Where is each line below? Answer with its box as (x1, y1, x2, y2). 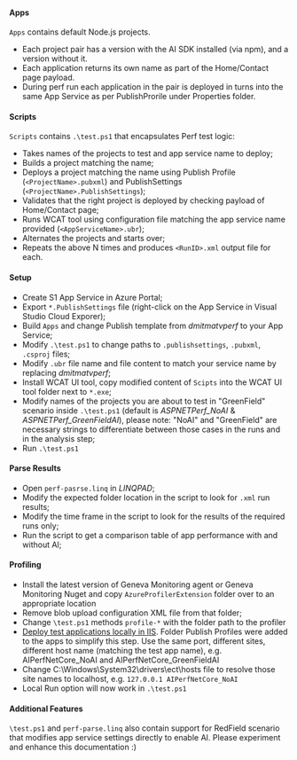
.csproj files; (21, 349, 71, 359)
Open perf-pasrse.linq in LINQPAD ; (21, 482, 155, 493)
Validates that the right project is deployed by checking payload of (21, 195, 265, 206)
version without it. (21, 53, 89, 64)
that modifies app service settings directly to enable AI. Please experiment (9, 733, 281, 743)
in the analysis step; (21, 433, 96, 443)
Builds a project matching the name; (21, 158, 154, 168)
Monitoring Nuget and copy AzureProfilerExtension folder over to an (21, 589, 275, 599)
